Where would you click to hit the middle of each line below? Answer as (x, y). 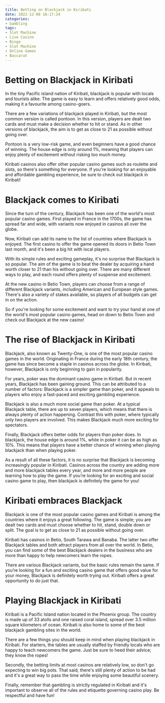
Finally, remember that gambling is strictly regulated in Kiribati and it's (76, 685)
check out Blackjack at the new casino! (45, 320)
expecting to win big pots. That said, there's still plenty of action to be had (80, 670)
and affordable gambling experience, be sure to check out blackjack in (77, 175)
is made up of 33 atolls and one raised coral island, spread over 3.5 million (81, 620)
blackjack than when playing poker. (41, 450)
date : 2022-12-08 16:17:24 (33, 14)
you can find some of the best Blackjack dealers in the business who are (79, 550)
